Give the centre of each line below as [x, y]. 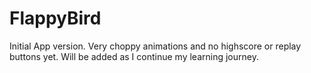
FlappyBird [55, 18]
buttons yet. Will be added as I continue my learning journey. [134, 56]
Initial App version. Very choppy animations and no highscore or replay [155, 46]
